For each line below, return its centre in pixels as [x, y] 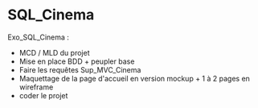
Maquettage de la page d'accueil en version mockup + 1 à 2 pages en [135, 78]
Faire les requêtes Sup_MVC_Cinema [80, 69]
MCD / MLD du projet [54, 52]
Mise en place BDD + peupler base [77, 61]
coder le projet [43, 95]
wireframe [36, 87]
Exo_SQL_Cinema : [39, 37]
